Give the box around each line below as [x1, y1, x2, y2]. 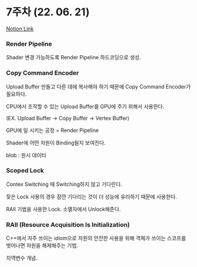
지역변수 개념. [6, 255, 38, 262]
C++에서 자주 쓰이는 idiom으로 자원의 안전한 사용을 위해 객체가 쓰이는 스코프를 [6, 235, 186, 242]
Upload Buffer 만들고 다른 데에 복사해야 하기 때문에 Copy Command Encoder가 [6, 83, 191, 90]
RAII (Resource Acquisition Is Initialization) [6, 221, 130, 229]
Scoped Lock [6, 167, 45, 175]
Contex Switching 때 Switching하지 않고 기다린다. [6, 180, 123, 188]
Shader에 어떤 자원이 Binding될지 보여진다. [6, 139, 106, 146]
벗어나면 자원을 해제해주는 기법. [6, 242, 79, 249]
